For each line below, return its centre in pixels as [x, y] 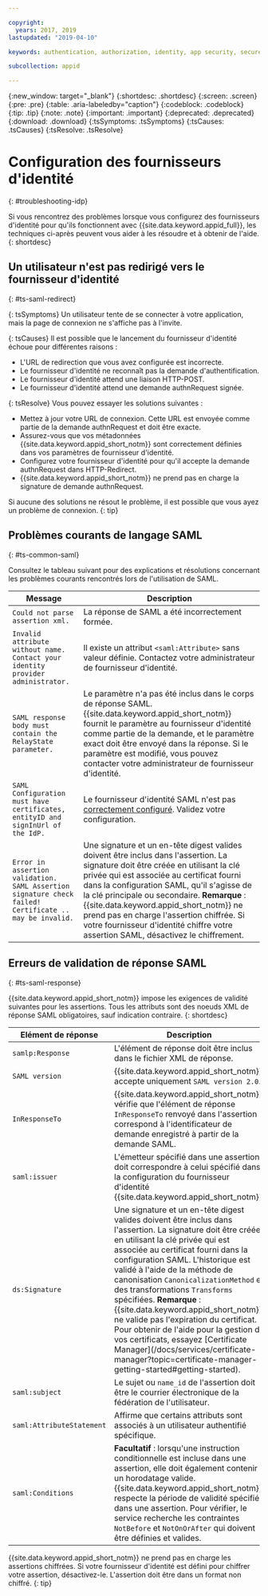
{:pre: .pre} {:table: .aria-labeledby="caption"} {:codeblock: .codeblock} [126, 105]
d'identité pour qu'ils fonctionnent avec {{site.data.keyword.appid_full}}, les [132, 225]
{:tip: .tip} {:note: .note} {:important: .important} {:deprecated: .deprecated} [132, 113]
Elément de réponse [59, 1034]
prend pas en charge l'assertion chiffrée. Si [164, 915]
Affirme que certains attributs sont [179, 1415]
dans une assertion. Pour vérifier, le [181, 1507]
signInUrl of [37, 825]
